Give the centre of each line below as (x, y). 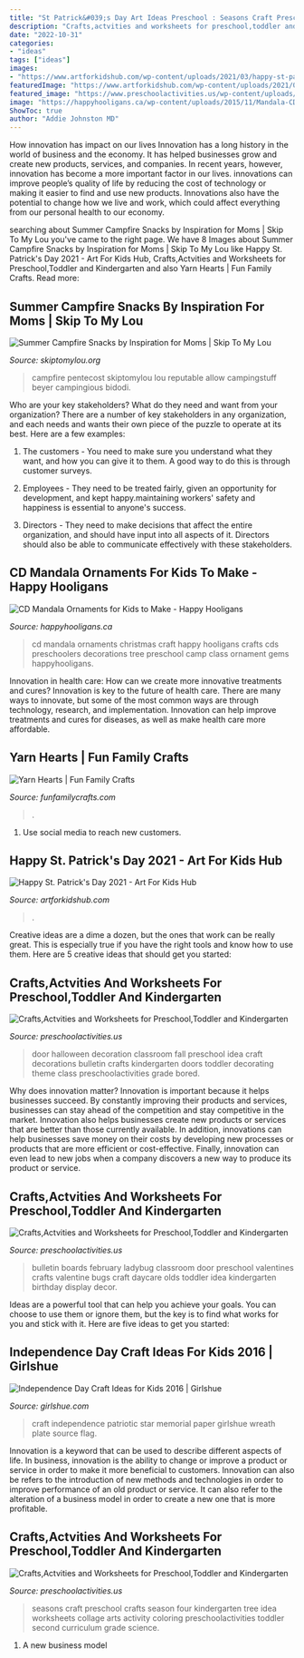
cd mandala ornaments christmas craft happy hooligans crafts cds (155, 644)
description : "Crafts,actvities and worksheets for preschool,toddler (145, 26)
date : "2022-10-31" (46, 34)
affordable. (30, 729)
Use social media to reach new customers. (102, 832)
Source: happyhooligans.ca (61, 626)
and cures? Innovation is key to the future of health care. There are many (145, 690)
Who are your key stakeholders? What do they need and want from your (144, 405)
